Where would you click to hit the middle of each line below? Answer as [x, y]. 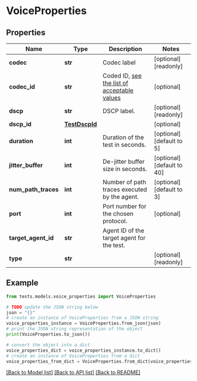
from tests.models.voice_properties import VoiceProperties [81, 296]
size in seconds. [125, 169]
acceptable [118, 90]
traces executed [125, 189]
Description [125, 49]
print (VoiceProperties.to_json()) [48, 335]
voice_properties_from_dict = [43, 361]
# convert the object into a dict [48, 345]
